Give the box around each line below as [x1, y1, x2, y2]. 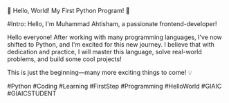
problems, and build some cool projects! [7, 55, 122, 63]
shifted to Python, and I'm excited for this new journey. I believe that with [7, 41, 214, 48]
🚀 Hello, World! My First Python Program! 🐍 [7, 7, 130, 14]
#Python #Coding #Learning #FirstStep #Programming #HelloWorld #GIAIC [7, 82, 222, 90]
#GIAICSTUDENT [7, 89, 57, 98]
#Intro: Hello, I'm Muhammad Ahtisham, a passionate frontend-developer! [7, 20, 217, 27]
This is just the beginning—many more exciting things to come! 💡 [7, 69, 192, 76]
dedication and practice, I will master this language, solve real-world [7, 48, 202, 56]
